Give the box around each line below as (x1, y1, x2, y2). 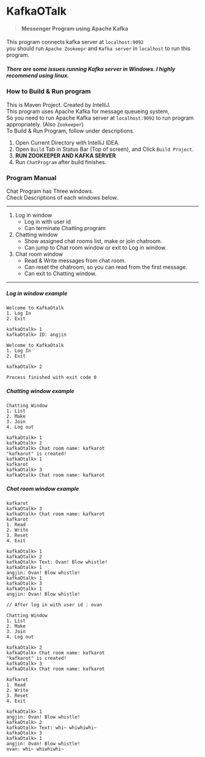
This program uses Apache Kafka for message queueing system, (6, 107, 170, 115)
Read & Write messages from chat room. (24, 257, 126, 264)
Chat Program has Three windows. (6, 187, 93, 195)
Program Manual (6, 173, 57, 182)
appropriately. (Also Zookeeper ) (6, 120, 84, 128)
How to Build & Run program (6, 87, 92, 96)
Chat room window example (6, 485, 79, 492)
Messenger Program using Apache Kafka (21, 24, 129, 32)
